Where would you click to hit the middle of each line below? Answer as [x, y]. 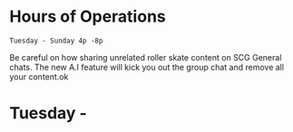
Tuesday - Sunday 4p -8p [56, 41]
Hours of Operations [88, 17]
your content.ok [39, 76]
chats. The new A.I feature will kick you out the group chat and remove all [146, 67]
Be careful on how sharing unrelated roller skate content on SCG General [146, 57]
